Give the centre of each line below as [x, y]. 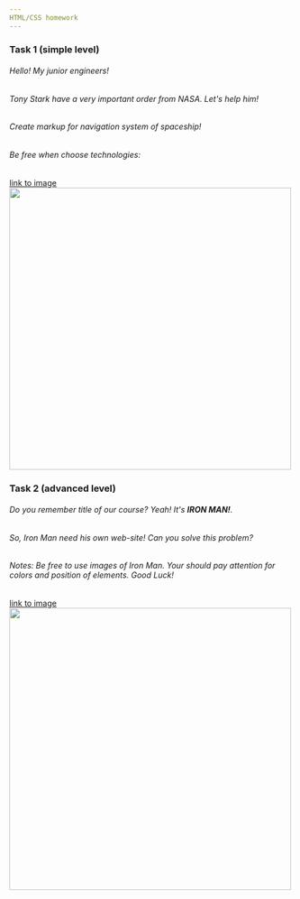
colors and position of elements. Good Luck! [91, 575]
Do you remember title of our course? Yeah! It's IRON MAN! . [121, 510]
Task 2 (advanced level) [63, 488]
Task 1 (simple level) [55, 49]
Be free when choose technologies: [75, 154]
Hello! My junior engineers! [59, 71]
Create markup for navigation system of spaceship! [105, 126]
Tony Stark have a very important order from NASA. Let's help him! [134, 98]
